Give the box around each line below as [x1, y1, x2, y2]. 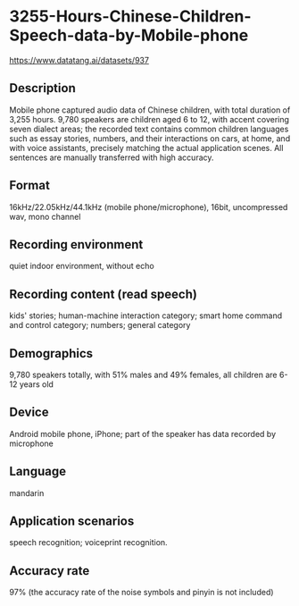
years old [19, 379, 54, 390]
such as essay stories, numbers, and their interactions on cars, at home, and [9, 132, 291, 144]
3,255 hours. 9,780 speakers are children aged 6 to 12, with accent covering [9, 114, 290, 124]
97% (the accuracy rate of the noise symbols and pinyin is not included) [9, 587, 274, 598]
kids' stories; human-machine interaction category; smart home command [9, 310, 283, 321]
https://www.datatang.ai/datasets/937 [9, 55, 150, 65]
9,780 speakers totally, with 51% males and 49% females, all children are [9, 369, 278, 380]
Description [9, 80, 76, 96]
